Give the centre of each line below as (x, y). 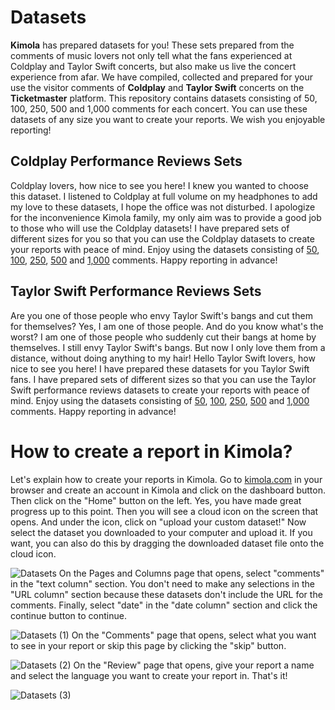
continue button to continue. (68, 615)
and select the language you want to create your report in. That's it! (149, 675)
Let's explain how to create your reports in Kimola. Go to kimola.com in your (166, 479)
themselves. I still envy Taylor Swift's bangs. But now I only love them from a (168, 347)
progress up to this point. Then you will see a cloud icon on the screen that (164, 511)
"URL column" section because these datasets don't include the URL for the (166, 594)
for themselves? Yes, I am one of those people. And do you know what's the (167, 326)
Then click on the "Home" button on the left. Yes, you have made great (156, 500)
